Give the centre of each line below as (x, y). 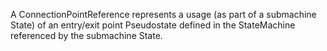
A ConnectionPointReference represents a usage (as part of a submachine (163, 14)
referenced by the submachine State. (86, 35)
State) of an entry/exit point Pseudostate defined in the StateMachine (153, 25)
